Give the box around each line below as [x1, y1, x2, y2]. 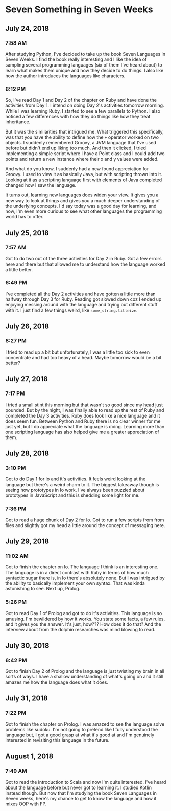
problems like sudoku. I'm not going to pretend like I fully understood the [5, 726, 158, 732]
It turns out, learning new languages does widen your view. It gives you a [5, 192, 159, 198]
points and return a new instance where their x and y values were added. [5, 156, 159, 162]
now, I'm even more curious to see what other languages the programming [5, 208, 162, 214]
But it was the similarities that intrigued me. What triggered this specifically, [5, 129, 164, 135]
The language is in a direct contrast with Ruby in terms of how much [5, 569, 149, 576]
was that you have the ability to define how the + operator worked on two [5, 134, 159, 140]
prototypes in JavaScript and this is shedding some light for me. [5, 492, 140, 498]
